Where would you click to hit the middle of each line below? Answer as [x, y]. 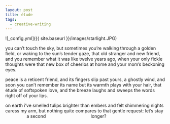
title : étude [19, 15]
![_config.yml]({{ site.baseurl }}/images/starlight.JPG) [61, 38]
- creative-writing [30, 24]
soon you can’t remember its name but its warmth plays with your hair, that [83, 85]
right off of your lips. [27, 96]
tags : [11, 19]
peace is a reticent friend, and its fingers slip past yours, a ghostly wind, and [85, 79]
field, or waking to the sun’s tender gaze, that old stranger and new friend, [83, 54]
